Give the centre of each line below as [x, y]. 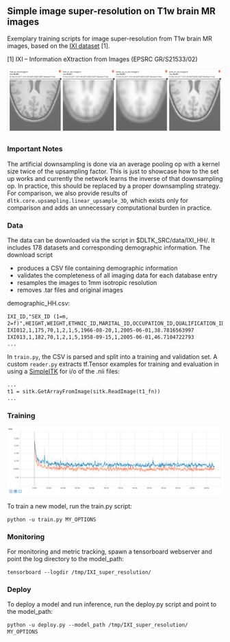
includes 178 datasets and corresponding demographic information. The [109, 247]
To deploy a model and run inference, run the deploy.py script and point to [112, 604]
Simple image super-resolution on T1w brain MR [111, 11]
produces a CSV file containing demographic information [97, 268]
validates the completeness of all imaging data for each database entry [117, 275]
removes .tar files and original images [70, 290]
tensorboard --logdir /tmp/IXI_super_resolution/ [79, 572]
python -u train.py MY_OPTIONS [52, 519]
